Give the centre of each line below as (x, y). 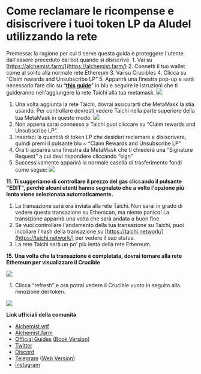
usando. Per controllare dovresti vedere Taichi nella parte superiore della (105, 110)
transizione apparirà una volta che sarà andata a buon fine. (88, 219)
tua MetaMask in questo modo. (53, 117)
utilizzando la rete (52, 37)
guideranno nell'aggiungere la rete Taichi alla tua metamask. (81, 92)
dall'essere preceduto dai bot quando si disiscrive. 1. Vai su (79, 60)
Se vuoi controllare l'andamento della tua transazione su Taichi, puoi (99, 225)
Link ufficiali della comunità (41, 314)
